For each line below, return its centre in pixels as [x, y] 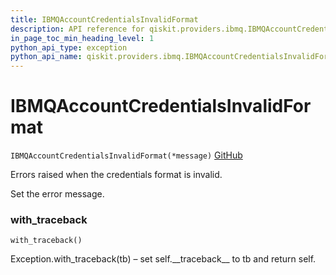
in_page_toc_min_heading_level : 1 [82, 38]
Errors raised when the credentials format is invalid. [116, 175]
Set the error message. [57, 194]
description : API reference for [77, 29]
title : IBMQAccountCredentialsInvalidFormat [104, 19]
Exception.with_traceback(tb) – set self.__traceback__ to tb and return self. [163, 259]
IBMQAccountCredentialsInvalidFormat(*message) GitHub [126, 155]
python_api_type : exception [69, 47]
